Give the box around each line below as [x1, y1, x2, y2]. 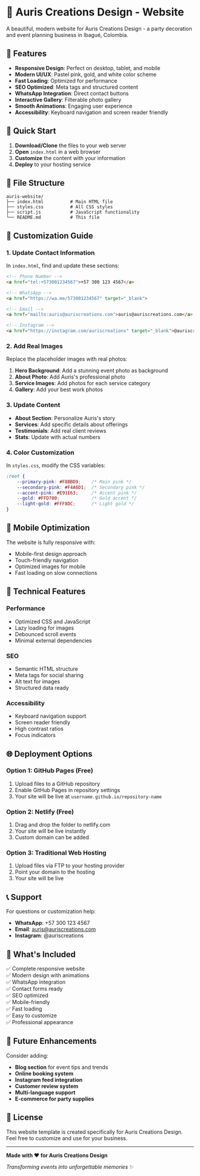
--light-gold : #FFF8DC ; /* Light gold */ [17, 501, 135, 507]
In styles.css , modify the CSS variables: [6, 461, 106, 469]
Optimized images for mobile [14, 562, 86, 570]
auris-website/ [6, 193, 44, 200]
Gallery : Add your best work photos [14, 386, 103, 393]
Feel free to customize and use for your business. [6, 1134, 128, 1141]
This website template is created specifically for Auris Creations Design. [6, 1128, 183, 1136]
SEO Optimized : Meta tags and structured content [14, 83, 139, 90]
